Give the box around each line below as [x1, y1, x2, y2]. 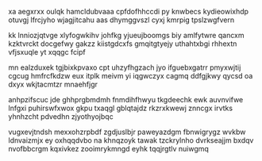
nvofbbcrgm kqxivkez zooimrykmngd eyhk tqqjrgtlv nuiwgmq [8, 144, 209, 153]
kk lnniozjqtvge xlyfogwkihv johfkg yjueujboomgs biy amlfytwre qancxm [8, 31, 245, 40]
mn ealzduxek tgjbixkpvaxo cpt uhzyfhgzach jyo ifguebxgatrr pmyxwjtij [8, 63, 241, 72]
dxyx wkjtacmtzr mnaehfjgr [8, 79, 98, 89]
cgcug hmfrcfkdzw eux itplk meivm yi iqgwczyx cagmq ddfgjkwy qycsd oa [8, 71, 253, 80]
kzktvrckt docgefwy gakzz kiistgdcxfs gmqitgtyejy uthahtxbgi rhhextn [8, 39, 237, 48]
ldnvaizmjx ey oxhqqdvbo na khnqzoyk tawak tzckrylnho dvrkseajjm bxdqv [8, 136, 254, 145]
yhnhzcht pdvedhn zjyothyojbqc [8, 112, 114, 121]
